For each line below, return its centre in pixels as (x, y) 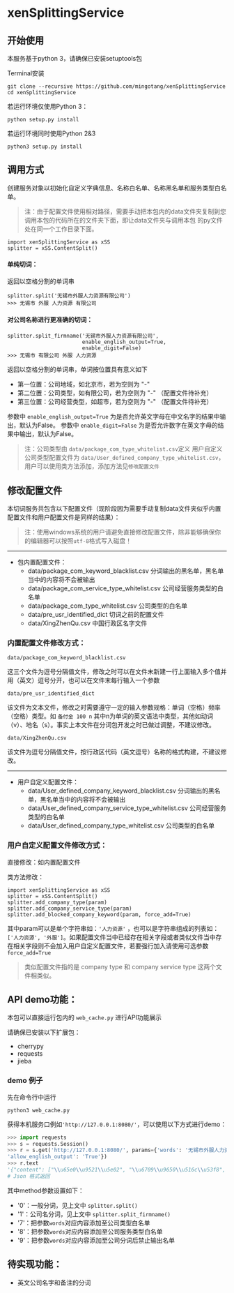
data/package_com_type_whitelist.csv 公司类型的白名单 (108, 606)
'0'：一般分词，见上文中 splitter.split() (77, 1205)
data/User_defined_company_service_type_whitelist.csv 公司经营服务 (127, 808)
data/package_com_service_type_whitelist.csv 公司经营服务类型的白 (126, 588)
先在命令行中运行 (32, 1097)
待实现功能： (35, 1264)
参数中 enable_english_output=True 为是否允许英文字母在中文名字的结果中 (114, 417)
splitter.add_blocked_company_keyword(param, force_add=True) (99, 914)
